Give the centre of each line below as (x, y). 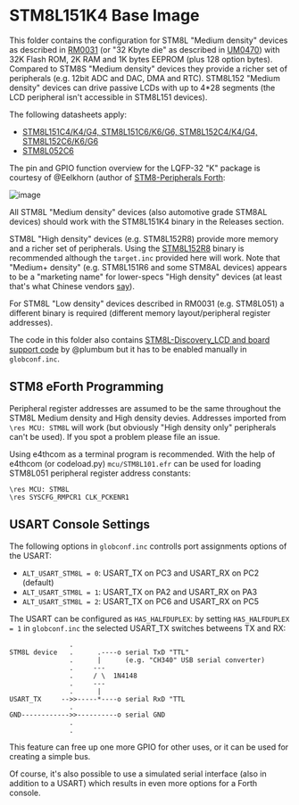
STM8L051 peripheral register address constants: (100, 473)
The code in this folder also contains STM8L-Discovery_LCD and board (140, 339)
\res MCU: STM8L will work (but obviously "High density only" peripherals (143, 427)
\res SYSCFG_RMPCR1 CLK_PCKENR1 (69, 497)
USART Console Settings (79, 524)
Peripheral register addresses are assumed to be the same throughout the (145, 408)
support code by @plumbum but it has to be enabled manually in (128, 349)
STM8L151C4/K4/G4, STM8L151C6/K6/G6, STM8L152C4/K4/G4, (140, 131)
